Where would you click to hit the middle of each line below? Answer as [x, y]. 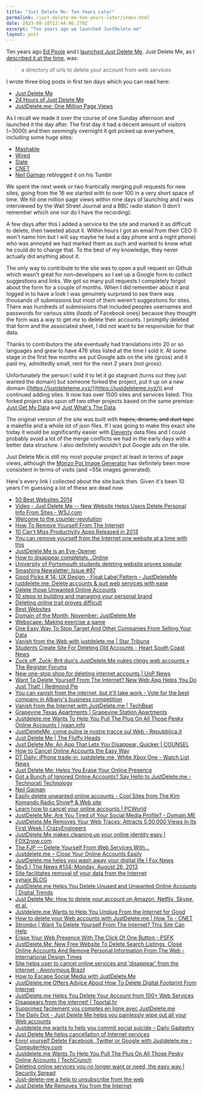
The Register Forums [41, 667]
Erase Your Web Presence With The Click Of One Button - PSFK [94, 938]
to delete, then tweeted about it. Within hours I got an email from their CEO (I [101, 230]
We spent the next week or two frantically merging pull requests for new [96, 187]
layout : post [23, 35]
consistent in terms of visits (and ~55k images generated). [79, 470]
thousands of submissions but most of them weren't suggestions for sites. [99, 300]
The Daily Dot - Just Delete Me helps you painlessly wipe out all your [101, 1015]
